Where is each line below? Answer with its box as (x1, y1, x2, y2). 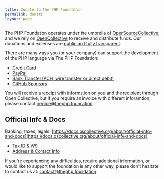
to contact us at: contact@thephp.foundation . (5, 169, 98, 175)
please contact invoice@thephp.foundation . (5, 101, 94, 107)
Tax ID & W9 (12, 143, 38, 149)
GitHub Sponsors (12, 81, 48, 87)
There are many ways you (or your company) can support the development (5, 50, 158, 56)
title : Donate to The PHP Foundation (5, 7, 83, 12)
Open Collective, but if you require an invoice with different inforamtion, (5, 95, 151, 101)
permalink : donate (5, 12, 43, 17)
